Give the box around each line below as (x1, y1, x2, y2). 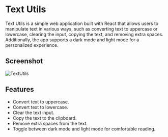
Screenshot (5, 57, 43, 66)
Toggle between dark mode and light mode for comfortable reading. (12, 126, 156, 132)
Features (5, 85, 34, 94)
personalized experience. (5, 42, 59, 48)
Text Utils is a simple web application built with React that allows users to (5, 20, 159, 26)
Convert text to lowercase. (12, 104, 69, 110)
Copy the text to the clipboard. (12, 115, 77, 121)
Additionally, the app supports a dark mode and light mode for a (5, 37, 139, 43)
